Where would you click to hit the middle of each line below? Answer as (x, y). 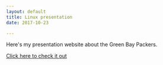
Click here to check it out (37, 56)
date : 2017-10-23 (27, 22)
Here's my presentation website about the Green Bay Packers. (82, 44)
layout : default (26, 12)
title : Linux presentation (39, 17)
